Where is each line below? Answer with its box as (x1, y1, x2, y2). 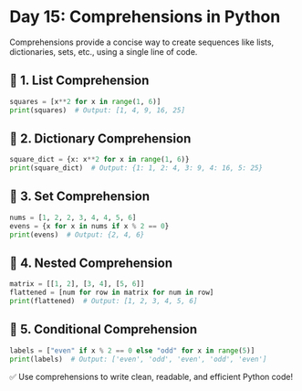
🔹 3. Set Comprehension (9, 189, 151, 205)
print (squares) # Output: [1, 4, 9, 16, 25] (9, 105, 185, 115)
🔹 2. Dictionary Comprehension (9, 131, 192, 146)
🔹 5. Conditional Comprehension (9, 322, 198, 337)
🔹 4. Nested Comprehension (9, 255, 173, 270)
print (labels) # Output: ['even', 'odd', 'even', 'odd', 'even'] (9, 354, 267, 364)
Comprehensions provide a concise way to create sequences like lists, (9, 37, 275, 48)
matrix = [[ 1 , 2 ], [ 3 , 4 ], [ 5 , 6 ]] (9, 280, 145, 289)
